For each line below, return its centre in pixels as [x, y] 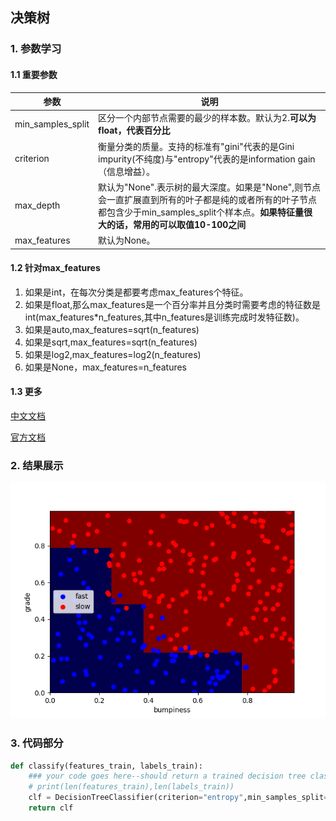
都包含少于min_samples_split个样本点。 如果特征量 [201, 212]
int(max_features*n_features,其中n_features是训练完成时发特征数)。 [164, 317]
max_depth [37, 205]
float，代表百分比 [134, 130]
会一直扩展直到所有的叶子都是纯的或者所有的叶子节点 [208, 199]
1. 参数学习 [36, 49]
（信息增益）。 [127, 171]
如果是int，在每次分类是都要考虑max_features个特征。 [136, 292]
